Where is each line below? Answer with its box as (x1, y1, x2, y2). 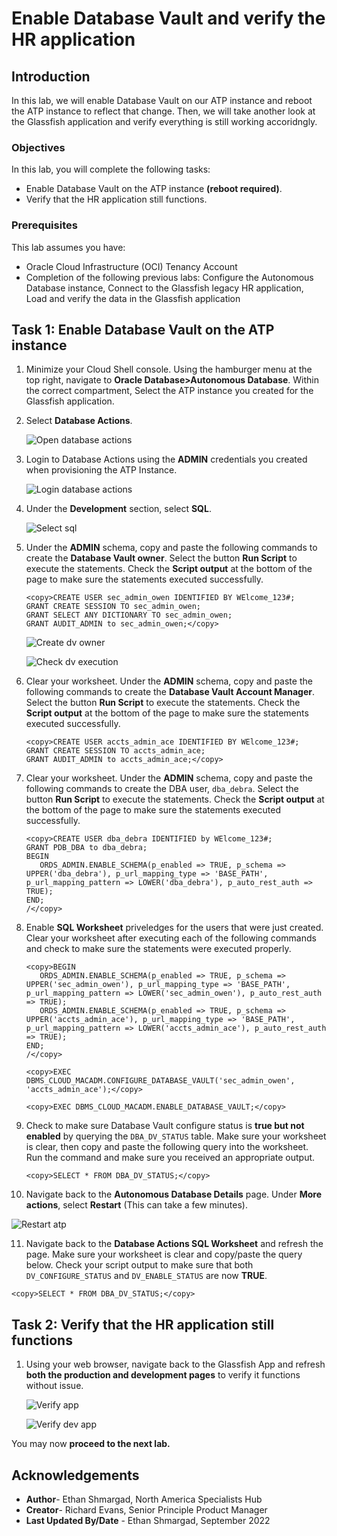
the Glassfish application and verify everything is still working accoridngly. (11, 116, 318, 127)
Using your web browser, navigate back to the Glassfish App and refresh (25, 1358, 326, 1371)
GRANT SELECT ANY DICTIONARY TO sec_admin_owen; (25, 610, 233, 621)
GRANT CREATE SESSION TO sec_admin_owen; (25, 602, 201, 612)
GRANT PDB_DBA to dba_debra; (25, 843, 148, 853)
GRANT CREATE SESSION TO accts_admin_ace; (25, 746, 206, 756)
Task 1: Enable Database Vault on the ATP (11, 321, 275, 338)
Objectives (11, 140, 66, 154)
